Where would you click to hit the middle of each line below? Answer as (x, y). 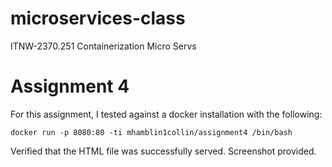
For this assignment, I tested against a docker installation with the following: (166, 114)
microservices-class (98, 18)
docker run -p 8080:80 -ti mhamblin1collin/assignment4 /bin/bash (151, 132)
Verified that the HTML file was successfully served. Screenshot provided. (163, 151)
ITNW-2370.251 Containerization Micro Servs (103, 46)
